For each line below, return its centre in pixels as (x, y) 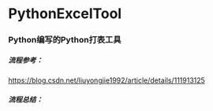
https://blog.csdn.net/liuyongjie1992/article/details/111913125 (106, 80)
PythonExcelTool (65, 14)
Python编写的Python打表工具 (65, 40)
